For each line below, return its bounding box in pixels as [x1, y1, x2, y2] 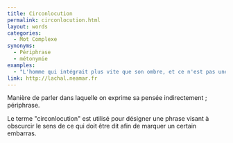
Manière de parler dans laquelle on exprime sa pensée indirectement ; [7, 94, 207, 102]
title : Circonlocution [7, 10, 73, 17]
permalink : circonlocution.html [7, 17, 101, 24]
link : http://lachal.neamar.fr [7, 74, 98, 82]
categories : [7, 29, 42, 37]
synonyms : [7, 42, 36, 49]
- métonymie [13, 56, 49, 62]
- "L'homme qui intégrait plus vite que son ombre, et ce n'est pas [13, 68, 216, 75]
